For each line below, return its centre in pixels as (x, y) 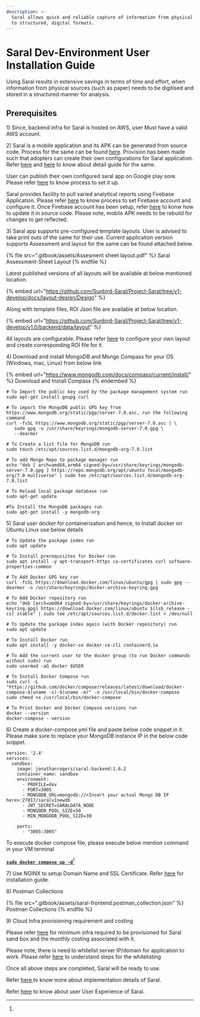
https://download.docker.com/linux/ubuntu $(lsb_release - (115, 609)
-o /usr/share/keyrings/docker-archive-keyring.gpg (93, 588)
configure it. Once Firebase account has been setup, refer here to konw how (100, 207)
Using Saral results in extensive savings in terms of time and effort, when (96, 82)
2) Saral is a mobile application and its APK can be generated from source (97, 146)
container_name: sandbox (48, 774)
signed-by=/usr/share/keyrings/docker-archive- (125, 604)
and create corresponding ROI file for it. (55, 345)
